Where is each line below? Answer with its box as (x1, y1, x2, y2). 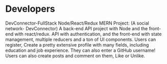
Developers (5, 3, 55, 15)
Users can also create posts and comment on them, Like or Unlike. (5, 52, 146, 59)
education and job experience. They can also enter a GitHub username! (5, 47, 156, 53)
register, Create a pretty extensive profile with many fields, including (5, 41, 149, 48)
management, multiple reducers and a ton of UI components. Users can (5, 36, 156, 42)
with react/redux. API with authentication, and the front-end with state (14, 31, 162, 37)
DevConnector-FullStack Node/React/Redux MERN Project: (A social (5, 20, 150, 26)
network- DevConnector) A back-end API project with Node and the (5, 25, 148, 31)
